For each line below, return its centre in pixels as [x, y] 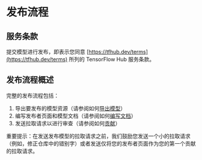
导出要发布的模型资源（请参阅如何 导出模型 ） [70, 108]
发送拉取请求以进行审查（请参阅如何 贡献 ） [68, 123]
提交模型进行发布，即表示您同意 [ [47, 52]
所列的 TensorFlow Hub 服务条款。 [112, 59]
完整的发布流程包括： [32, 95]
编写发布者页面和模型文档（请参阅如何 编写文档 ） [75, 116]
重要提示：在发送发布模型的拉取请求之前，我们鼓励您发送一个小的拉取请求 [98, 136]
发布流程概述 [30, 80]
